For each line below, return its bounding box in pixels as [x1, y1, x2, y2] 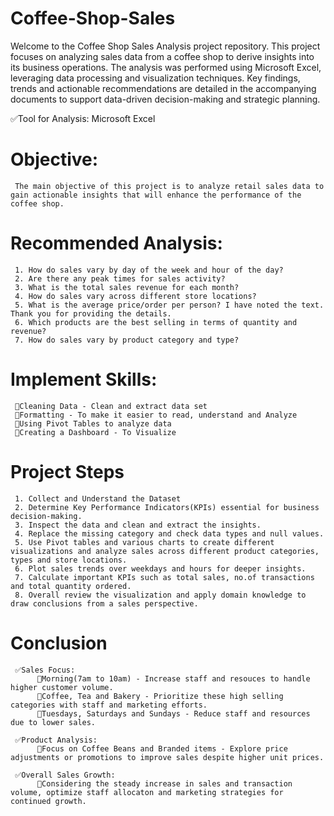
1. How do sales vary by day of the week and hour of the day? [14, 265, 284, 275]
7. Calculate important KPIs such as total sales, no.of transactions [14, 572, 315, 582]
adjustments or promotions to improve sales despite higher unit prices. [10, 752, 325, 762]
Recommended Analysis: [10, 232, 223, 255]
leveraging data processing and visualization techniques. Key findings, [10, 72, 301, 84]
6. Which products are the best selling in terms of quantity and [14, 317, 298, 327]
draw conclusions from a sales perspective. [10, 598, 199, 609]
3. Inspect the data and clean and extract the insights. [14, 520, 262, 530]
